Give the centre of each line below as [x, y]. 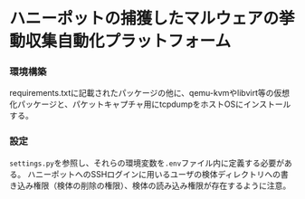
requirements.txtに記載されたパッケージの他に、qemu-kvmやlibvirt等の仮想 [149, 93]
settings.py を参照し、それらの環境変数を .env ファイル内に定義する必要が [147, 163]
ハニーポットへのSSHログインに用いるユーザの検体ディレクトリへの [154, 174]
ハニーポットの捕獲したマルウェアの [144, 19]
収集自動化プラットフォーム [129, 41]
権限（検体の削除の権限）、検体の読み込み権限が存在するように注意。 [162, 185]
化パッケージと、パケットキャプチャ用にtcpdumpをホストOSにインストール [150, 104]
